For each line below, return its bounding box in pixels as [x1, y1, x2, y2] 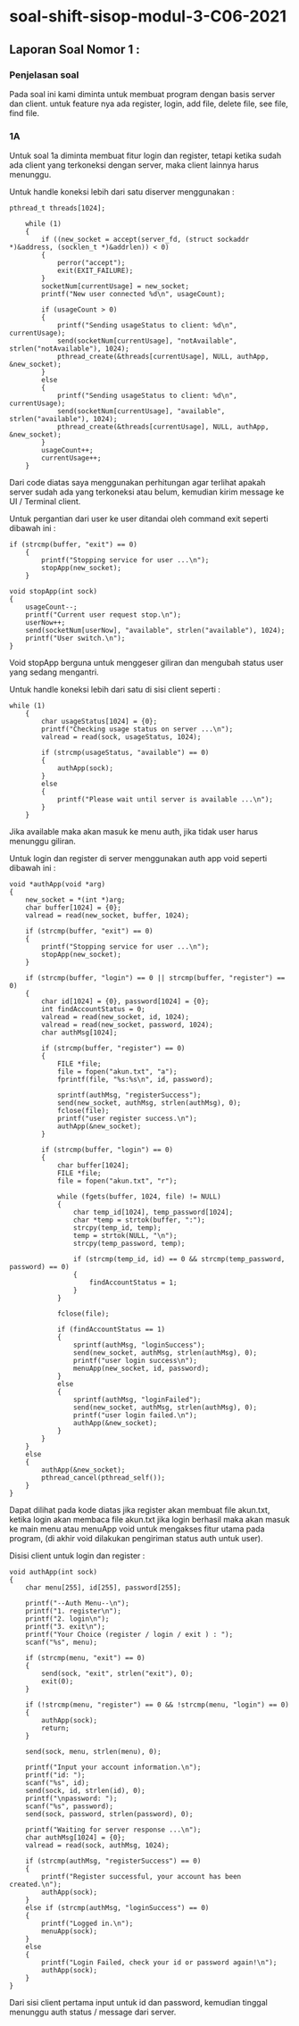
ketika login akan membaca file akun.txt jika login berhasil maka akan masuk [9, 1515, 290, 1525]
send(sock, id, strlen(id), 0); [25, 1787, 145, 1796]
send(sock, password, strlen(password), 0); [25, 1810, 194, 1819]
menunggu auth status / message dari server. [9, 2006, 177, 2018]
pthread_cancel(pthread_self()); [41, 1474, 166, 1482]
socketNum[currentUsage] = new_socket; [41, 282, 190, 291]
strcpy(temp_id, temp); [72, 1224, 162, 1233]
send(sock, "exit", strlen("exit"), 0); [41, 1669, 194, 1679]
